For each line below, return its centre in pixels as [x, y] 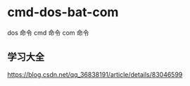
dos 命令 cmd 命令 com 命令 [48, 32]
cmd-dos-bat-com [63, 12]
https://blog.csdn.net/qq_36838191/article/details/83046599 [95, 74]
